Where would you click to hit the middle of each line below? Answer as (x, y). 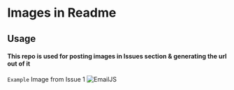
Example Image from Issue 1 (46, 79)
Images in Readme (62, 13)
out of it (19, 63)
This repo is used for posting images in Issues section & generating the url (117, 57)
